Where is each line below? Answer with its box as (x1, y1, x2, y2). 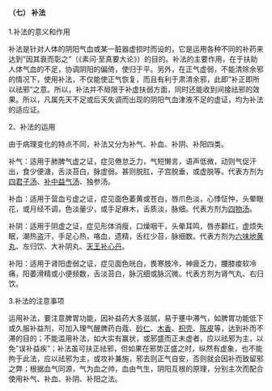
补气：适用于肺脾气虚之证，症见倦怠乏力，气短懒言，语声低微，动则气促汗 (8, 156, 257, 166)
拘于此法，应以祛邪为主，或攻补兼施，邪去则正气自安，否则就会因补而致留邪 (8, 354, 264, 363)
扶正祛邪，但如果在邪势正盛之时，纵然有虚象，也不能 (85, 344, 263, 354)
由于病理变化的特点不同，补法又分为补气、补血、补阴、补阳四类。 (8, 139, 228, 149)
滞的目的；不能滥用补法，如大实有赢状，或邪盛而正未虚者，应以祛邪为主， (8, 334, 257, 343)
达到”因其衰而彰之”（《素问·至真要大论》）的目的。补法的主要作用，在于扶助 (8, 54, 258, 64)
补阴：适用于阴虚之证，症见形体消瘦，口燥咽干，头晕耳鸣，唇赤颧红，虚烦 (8, 221, 257, 231)
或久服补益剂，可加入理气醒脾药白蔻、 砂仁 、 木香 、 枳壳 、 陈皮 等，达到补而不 (8, 324, 264, 334)
